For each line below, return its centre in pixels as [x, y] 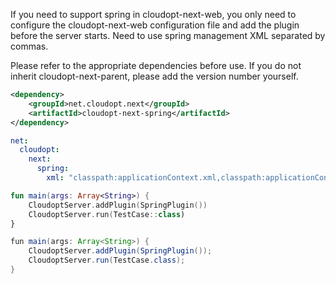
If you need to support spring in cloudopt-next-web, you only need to [153, 14]
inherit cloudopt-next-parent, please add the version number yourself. [154, 76]
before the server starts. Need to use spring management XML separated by [168, 35]
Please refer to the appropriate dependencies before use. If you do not [156, 65]
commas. [29, 46]
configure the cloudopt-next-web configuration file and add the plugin [155, 25]
